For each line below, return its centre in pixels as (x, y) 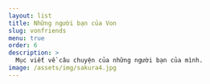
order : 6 (23, 46)
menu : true (27, 38)
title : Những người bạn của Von (62, 23)
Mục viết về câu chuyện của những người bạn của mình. (109, 61)
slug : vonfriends (37, 30)
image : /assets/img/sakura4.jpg (62, 68)
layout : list (30, 16)
